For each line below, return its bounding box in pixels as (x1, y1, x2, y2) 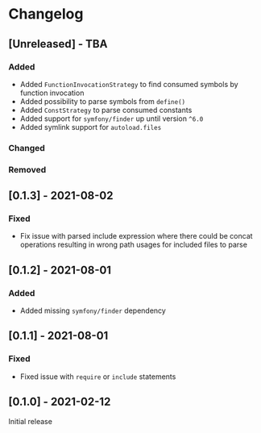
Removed (8, 164, 47, 175)
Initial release (8, 416, 52, 426)
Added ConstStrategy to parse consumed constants (19, 105, 193, 114)
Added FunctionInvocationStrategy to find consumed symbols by (19, 79, 239, 89)
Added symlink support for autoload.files (19, 122, 162, 131)
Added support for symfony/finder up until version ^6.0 (19, 114, 204, 123)
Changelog (8, 5, 84, 23)
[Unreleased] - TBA (8, 37, 108, 51)
